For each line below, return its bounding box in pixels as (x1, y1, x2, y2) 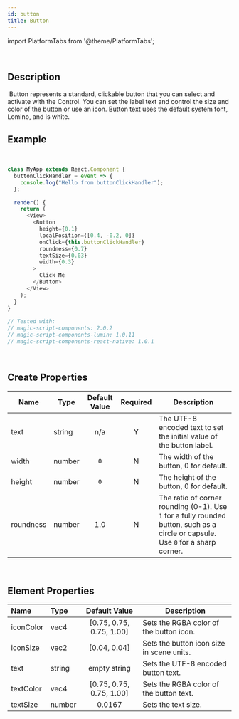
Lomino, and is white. (7, 112, 70, 121)
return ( (20, 206, 46, 213)
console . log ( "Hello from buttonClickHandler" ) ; (20, 179, 164, 186)
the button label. (159, 440, 213, 450)
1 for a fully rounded (159, 510, 226, 520)
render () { (14, 199, 46, 206)
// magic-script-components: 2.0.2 (7, 325, 113, 332)
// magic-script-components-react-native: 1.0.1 (7, 337, 154, 345)
